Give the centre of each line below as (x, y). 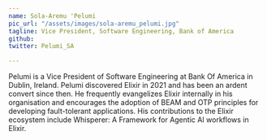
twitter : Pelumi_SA (41, 46)
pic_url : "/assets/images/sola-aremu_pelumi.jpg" (94, 24)
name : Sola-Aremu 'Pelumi (52, 16)
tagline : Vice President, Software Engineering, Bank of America (121, 31)
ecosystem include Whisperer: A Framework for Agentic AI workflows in (129, 120)
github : (22, 39)
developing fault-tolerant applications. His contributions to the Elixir (121, 112)
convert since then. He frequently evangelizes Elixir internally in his (121, 94)
